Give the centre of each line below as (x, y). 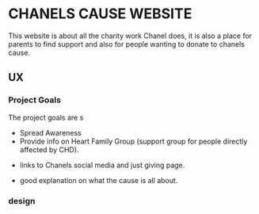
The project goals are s (46, 117)
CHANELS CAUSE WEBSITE (100, 14)
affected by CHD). (49, 149)
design (22, 201)
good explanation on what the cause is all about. (99, 180)
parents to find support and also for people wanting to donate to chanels (127, 44)
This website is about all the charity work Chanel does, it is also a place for (130, 36)
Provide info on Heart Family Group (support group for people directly (133, 141)
